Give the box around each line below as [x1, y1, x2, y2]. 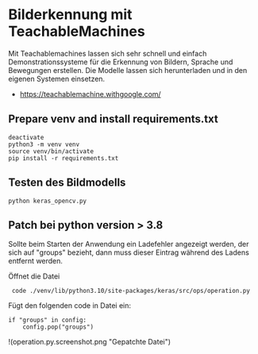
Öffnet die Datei [8, 271, 60, 281]
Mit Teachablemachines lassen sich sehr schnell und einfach [8, 48, 207, 58]
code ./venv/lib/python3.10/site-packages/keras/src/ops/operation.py [11, 287, 250, 295]
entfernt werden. [8, 256, 64, 266]
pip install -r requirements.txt [8, 154, 119, 162]
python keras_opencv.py [8, 197, 87, 205]
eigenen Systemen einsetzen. [8, 74, 106, 83]
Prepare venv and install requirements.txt [8, 113, 218, 126]
